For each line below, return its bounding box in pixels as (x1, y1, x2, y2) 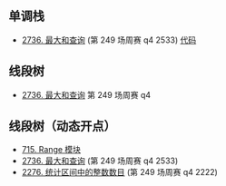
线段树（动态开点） (8, 119, 116, 134)
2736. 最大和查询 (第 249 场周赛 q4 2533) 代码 (21, 34, 197, 45)
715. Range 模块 (21, 144, 82, 155)
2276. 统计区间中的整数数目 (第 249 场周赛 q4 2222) (21, 167, 219, 178)
